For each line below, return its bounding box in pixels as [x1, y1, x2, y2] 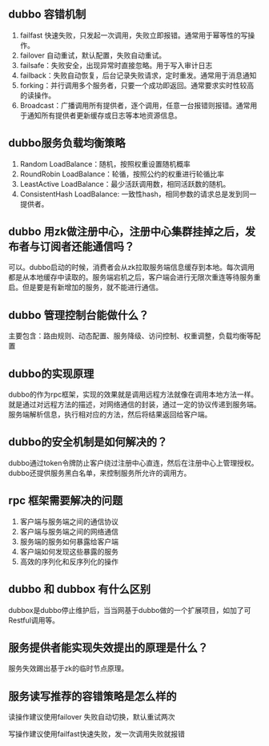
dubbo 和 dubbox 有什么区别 [8, 583, 151, 596]
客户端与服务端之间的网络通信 [19, 526, 118, 536]
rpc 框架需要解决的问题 [8, 494, 123, 507]
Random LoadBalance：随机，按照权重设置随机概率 [19, 159, 191, 168]
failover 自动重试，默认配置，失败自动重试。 [19, 50, 167, 60]
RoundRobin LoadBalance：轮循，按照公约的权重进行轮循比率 [19, 169, 225, 179]
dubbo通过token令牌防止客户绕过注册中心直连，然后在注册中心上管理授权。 [8, 458, 259, 467]
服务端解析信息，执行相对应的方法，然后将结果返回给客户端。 [8, 409, 212, 419]
